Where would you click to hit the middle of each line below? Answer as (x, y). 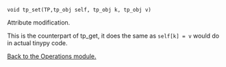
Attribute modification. (39, 23)
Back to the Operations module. (52, 56)
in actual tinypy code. (37, 43)
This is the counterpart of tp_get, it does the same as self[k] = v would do (113, 36)
